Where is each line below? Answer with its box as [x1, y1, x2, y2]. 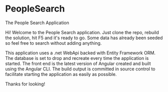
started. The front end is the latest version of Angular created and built [5, 60, 151, 66]
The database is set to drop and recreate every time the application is [5, 55, 149, 61]
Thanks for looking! [5, 81, 45, 87]
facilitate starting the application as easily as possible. [5, 71, 117, 77]
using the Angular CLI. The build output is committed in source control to [5, 66, 155, 72]
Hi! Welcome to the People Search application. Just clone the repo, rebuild [5, 29, 159, 35]
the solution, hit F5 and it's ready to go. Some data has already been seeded [5, 35, 163, 41]
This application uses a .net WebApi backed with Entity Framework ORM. [5, 50, 156, 56]
